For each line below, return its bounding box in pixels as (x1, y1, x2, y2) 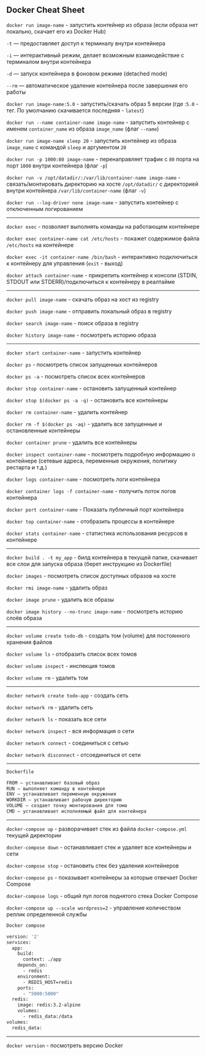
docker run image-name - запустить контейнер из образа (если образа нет (6, 21, 198, 28)
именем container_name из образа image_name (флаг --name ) (6, 125, 159, 132)
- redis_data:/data (22, 1013, 72, 1020)
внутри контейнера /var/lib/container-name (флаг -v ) (6, 186, 146, 194)
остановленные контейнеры (6, 426, 81, 434)
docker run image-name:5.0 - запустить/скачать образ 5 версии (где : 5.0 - (6, 100, 199, 107)
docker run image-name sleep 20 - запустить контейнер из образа (6, 137, 177, 144)
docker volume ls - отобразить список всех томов (6, 650, 137, 658)
